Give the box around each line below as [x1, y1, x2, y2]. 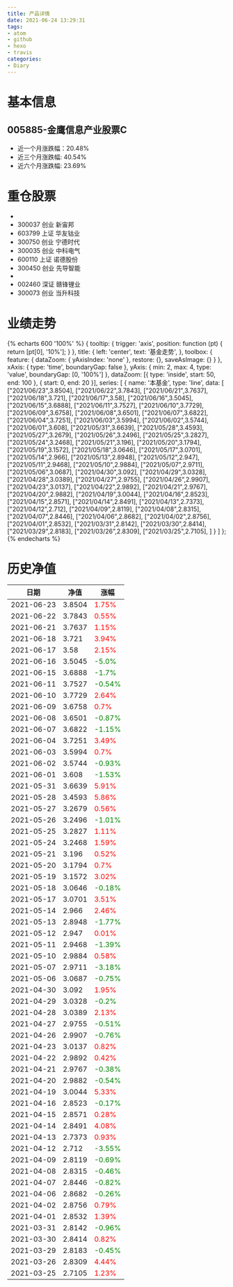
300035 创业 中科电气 [17, 246, 81, 254]
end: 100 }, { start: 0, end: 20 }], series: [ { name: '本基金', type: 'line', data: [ [7, 378, 225, 387]
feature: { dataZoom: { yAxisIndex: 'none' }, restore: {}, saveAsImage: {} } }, [7, 355, 223, 363]
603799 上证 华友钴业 [17, 229, 80, 237]
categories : [7, 56, 42, 63]
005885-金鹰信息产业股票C [7, 124, 127, 136]
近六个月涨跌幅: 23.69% [17, 161, 87, 169]
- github [7, 36, 33, 43]
